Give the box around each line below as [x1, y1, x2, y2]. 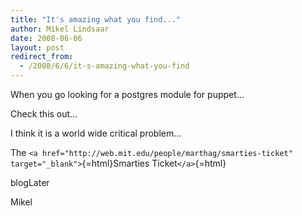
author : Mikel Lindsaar [10, 24, 110, 34]
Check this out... [10, 108, 78, 120]
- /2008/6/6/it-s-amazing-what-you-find [19, 61, 190, 71]
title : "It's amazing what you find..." [10, 14, 182, 25]
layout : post [10, 42, 65, 53]
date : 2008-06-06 [10, 33, 83, 43]
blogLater [10, 177, 50, 188]
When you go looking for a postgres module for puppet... [10, 89, 245, 100]
